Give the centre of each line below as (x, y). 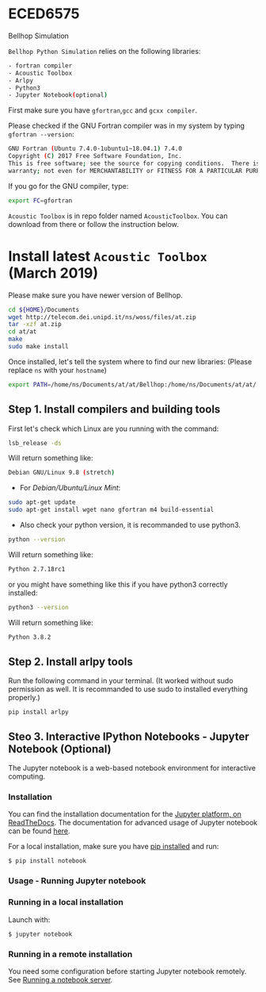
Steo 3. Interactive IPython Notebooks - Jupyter (129, 736)
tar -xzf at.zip (35, 325)
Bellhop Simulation (39, 36)
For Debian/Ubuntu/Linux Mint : (70, 488)
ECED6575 (44, 14)
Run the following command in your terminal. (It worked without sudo (121, 681)
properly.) (25, 698)
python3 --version (38, 607)
